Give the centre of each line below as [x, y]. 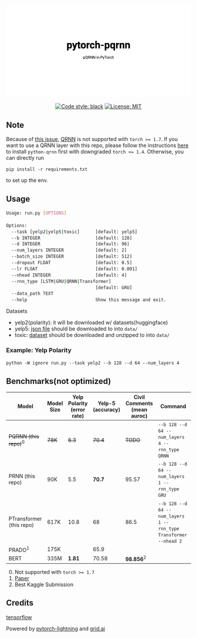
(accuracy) [107, 409]
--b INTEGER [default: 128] [72, 238]
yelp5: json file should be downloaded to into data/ [76, 329]
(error [78, 409]
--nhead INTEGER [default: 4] [69, 275]
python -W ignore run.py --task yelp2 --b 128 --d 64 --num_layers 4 [93, 363]
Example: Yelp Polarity [39, 350]
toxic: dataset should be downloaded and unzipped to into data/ [92, 335]
